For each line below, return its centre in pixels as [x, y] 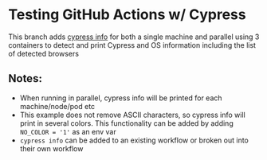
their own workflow [51, 148]
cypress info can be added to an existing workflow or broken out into [134, 140]
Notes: [25, 78]
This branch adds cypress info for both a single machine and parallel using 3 [134, 37]
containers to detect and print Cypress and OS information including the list [132, 45]
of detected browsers [44, 53]
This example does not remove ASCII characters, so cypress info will [132, 115]
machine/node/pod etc [57, 106]
